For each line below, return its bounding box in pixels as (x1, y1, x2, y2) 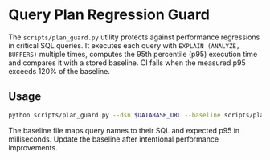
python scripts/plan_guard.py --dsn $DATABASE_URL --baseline (8, 111, 221, 119)
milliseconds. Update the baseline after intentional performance (8, 134, 219, 144)
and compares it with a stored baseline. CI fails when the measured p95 (8, 58, 247, 68)
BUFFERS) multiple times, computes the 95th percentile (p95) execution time (8, 49, 258, 59)
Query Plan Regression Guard (8, 6, 211, 24)
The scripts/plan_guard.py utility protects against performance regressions (8, 32, 260, 42)
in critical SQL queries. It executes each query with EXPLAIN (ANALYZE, (8, 40, 240, 50)
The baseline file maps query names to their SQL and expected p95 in (8, 125, 240, 135)
